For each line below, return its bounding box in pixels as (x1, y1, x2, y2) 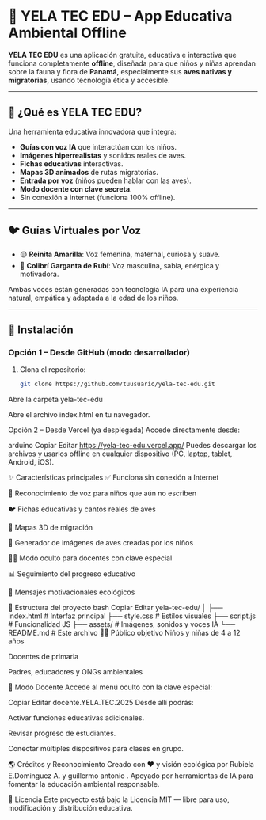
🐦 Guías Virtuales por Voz (8, 224, 141, 237)
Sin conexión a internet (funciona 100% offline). (19, 192, 176, 202)
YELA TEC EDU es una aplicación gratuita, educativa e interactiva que (8, 50, 237, 59)
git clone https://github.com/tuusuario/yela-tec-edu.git (19, 380, 215, 389)
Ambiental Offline (8, 24, 127, 42)
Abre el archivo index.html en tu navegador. (8, 410, 150, 419)
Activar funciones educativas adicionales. (8, 713, 145, 723)
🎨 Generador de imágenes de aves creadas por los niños (8, 538, 194, 548)
